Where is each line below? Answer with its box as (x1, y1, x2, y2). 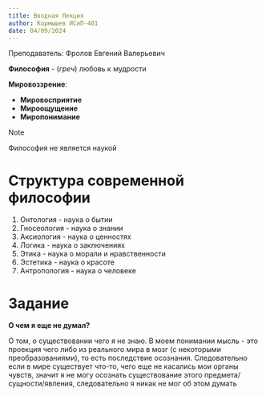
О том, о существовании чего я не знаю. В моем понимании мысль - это (8, 336, 259, 345)
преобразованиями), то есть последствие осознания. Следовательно (8, 354, 248, 363)
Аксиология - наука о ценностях (19, 232, 132, 241)
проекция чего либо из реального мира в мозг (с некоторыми (8, 345, 222, 354)
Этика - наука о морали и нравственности (19, 249, 166, 259)
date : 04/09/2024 (8, 26, 66, 34)
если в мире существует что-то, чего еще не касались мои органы (8, 362, 239, 371)
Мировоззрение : (8, 79, 68, 89)
